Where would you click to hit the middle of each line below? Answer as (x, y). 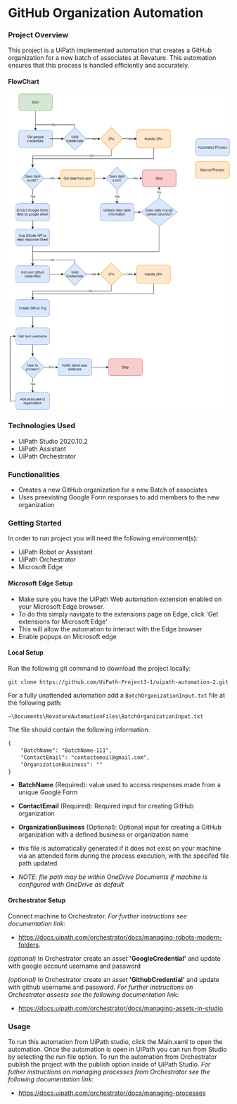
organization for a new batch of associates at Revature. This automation (112, 58)
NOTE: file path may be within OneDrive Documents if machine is (113, 877)
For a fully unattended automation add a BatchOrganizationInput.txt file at (117, 695)
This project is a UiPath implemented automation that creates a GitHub (110, 50)
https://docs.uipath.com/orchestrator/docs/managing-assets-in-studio (121, 1008)
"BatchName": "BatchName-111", (66, 750)
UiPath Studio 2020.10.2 (53, 441)
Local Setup (26, 653)
